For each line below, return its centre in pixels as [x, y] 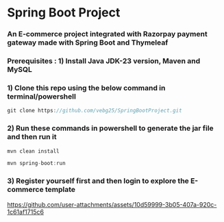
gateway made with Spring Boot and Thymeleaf [88, 42]
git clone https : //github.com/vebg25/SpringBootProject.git [95, 111]
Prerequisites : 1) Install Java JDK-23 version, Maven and [104, 61]
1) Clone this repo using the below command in [86, 88]
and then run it [32, 137]
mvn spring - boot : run [37, 163]
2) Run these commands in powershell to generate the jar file [110, 128]
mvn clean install [33, 151]
